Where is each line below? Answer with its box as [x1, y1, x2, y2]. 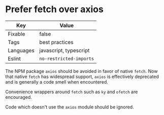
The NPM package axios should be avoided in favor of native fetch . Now [5, 68, 158, 74]
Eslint [8, 55, 21, 62]
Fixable [8, 30, 25, 37]
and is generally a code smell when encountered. [5, 79, 108, 85]
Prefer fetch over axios [5, 4, 104, 15]
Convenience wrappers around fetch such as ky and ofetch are [5, 89, 138, 95]
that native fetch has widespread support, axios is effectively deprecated [5, 73, 159, 80]
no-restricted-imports [39, 56, 94, 61]
